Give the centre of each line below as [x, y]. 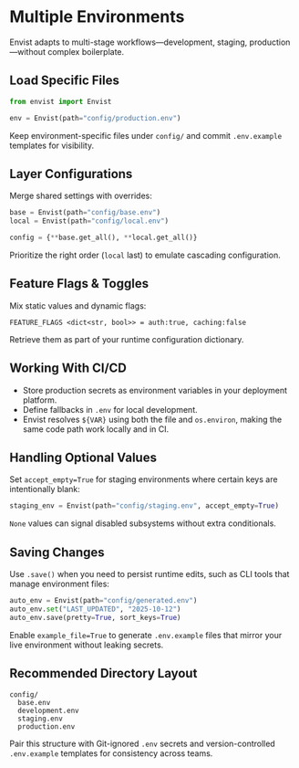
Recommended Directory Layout [103, 673]
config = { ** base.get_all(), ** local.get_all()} [103, 238]
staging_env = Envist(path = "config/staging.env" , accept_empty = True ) [144, 506]
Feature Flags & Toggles [79, 284]
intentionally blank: [45, 489]
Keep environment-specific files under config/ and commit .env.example [146, 135]
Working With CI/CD [68, 368]
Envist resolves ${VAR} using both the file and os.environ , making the [152, 419]
